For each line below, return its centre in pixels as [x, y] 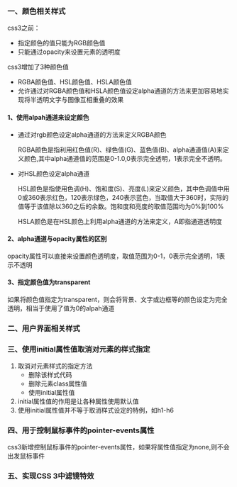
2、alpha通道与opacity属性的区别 [57, 239]
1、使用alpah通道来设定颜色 [48, 117]
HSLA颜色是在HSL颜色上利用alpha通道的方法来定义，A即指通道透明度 [120, 221]
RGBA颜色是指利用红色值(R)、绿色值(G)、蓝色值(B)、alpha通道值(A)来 [120, 150]
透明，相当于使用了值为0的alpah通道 [61, 308]
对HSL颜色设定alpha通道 [54, 173]
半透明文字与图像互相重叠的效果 [77, 100]
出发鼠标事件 [26, 456]
